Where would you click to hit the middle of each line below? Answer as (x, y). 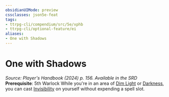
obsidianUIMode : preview (32, 10)
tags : (11, 19)
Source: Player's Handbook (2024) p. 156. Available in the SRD (71, 78)
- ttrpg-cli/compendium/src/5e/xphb (44, 24)
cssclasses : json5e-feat (32, 15)
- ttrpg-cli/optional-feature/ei (41, 29)
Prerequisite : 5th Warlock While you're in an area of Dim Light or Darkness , (85, 83)
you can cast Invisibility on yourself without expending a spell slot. (75, 89)
